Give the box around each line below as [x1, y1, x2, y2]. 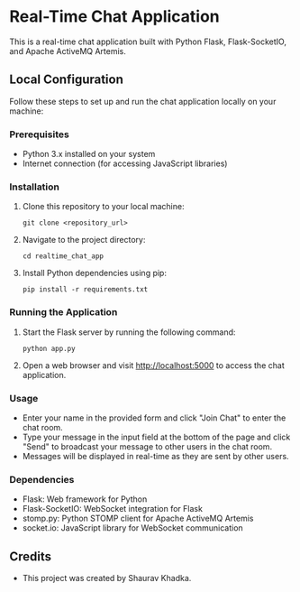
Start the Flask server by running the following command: [22, 327, 236, 338]
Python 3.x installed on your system [22, 149, 156, 160]
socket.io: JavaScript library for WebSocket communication [22, 523, 243, 533]
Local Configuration [9, 72, 124, 88]
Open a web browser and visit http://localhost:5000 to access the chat [22, 359, 286, 371]
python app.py [22, 344, 76, 353]
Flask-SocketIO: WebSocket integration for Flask [22, 504, 203, 514]
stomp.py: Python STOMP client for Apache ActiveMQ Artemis [22, 513, 254, 524]
